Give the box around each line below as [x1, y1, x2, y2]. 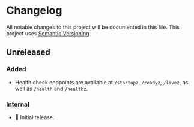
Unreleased [6, 47, 51, 58]
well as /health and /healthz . [14, 85, 88, 92]
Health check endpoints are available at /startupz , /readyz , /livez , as [14, 78, 189, 86]
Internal [6, 100, 30, 108]
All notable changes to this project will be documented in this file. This [6, 23, 180, 31]
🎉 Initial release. [14, 113, 55, 120]
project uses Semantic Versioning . [6, 29, 91, 37]
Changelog [6, 4, 62, 17]
